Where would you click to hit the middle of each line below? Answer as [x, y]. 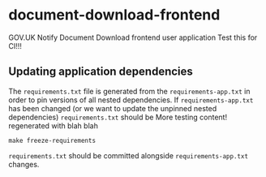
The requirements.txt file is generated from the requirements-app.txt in [129, 91]
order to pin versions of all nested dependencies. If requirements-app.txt [131, 100]
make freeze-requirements [52, 140]
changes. [24, 164]
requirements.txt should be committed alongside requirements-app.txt [129, 155]
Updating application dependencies [101, 72]
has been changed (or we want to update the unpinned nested [113, 108]
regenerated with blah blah [54, 125]
